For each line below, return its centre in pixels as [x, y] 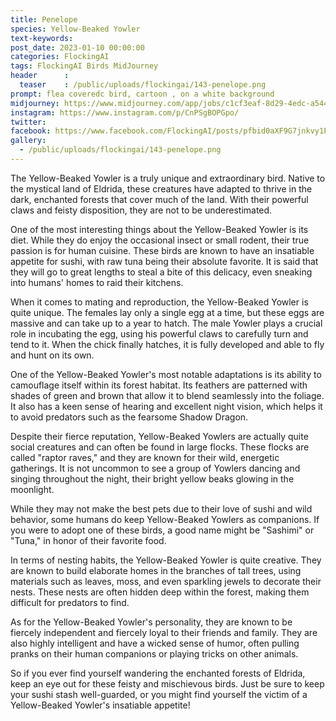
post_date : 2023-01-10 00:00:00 [77, 47]
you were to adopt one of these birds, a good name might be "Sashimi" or [162, 530]
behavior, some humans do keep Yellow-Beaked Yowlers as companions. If [165, 519]
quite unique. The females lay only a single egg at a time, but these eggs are [167, 312]
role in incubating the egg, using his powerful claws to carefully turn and [159, 333]
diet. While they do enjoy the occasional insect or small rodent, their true [160, 240]
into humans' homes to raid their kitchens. [97, 282]
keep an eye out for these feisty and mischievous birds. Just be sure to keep [167, 683]
